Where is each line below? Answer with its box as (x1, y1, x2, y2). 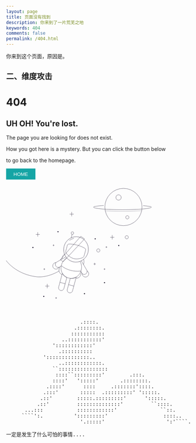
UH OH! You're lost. (6, 119, 78, 128)
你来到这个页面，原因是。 (6, 53, 68, 59)
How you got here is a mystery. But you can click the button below (6, 146, 166, 153)
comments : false (6, 31, 46, 36)
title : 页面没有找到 (6, 14, 51, 20)
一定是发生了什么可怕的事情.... (6, 431, 85, 438)
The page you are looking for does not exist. (6, 134, 113, 141)
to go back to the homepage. (6, 157, 76, 164)
